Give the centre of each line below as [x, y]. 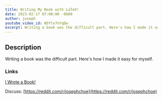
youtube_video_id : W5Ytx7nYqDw [37, 23]
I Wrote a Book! [20, 82]
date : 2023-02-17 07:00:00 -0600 [39, 14]
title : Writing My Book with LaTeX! [42, 9]
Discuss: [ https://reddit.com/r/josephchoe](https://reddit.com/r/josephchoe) [81, 91]
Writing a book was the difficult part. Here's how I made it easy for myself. [79, 59]
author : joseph [20, 18]
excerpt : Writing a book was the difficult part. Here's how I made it [79, 28]
